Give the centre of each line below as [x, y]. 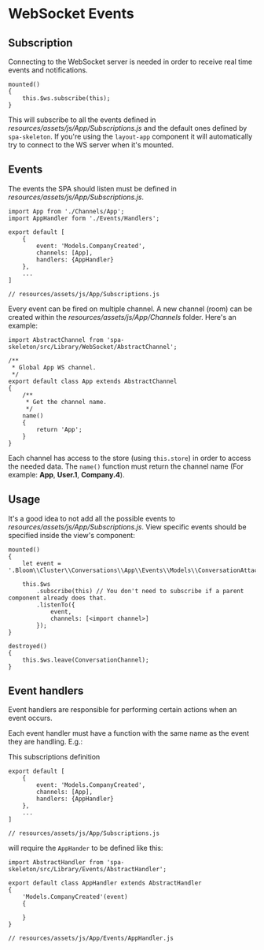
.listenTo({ [56, 605]
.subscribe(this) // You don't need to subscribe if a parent [140, 591]
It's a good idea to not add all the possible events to [92, 518]
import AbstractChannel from [56, 340]
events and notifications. [48, 70]
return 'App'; [59, 429]
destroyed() [27, 646]
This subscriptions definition [54, 757]
